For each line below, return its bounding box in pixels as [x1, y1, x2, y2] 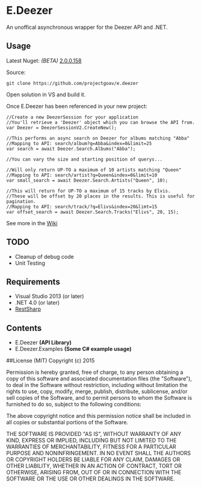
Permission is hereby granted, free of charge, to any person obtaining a [6, 368, 184, 376]
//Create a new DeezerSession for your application [6, 114, 138, 120]
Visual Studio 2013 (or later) [14, 293, 84, 300]
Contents [6, 323, 42, 333]
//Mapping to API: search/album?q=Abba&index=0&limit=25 [6, 140, 152, 146]
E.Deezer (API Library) [14, 339, 72, 346]
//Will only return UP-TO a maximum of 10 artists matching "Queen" [6, 167, 182, 173]
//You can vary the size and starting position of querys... [6, 156, 163, 163]
